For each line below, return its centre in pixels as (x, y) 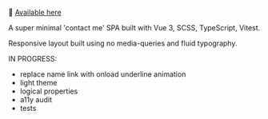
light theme (38, 83)
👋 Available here (35, 12)
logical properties (49, 91)
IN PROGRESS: (33, 59)
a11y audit (36, 99)
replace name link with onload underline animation (103, 74)
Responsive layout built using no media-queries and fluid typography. (123, 43)
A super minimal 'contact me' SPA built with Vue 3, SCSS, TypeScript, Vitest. (134, 28)
